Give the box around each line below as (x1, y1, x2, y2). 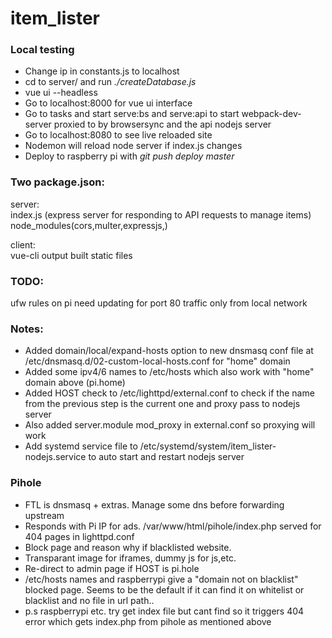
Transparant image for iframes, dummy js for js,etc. (24, 552, 237, 564)
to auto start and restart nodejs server (88, 451, 245, 463)
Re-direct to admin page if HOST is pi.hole (24, 562, 200, 574)
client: (10, 238, 36, 251)
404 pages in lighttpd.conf (24, 530, 135, 542)
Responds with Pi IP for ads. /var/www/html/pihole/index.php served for (24, 520, 322, 532)
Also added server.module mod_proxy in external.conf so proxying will (24, 419, 316, 431)
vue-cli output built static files (10, 249, 133, 261)
